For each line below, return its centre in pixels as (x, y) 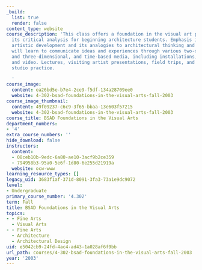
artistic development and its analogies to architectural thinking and (103, 46)
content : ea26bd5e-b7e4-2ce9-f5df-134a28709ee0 (72, 90)
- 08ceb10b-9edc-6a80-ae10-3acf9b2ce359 (63, 157)
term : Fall (20, 202)
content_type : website (35, 29)
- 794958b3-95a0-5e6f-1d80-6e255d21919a (63, 163)
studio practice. (33, 68)
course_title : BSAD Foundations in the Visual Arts (72, 118)
